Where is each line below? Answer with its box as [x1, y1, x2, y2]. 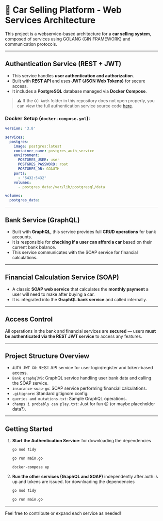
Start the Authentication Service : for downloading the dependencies [12, 438, 151, 444]
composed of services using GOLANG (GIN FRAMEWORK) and [5, 36, 130, 42]
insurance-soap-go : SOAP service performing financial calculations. [12, 385, 147, 391]
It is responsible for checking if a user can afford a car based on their [12, 239, 152, 245]
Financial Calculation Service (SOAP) [5, 273, 119, 282]
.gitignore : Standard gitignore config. [12, 391, 89, 396]
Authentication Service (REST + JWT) [5, 60, 122, 68]
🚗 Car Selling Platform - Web [5, 4, 122, 16]
